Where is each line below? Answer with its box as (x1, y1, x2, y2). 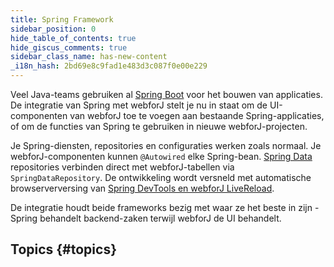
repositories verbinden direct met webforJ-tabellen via (10, 161, 235, 173)
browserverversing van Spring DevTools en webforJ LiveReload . (10, 182, 275, 194)
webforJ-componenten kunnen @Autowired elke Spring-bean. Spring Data (10, 151, 313, 162)
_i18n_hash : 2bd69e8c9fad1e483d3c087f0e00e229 (10, 61, 208, 71)
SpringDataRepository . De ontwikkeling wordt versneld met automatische (10, 172, 312, 183)
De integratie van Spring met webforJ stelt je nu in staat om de (10, 99, 268, 111)
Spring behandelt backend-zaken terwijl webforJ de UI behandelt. (10, 212, 282, 224)
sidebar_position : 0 (10, 24, 97, 34)
